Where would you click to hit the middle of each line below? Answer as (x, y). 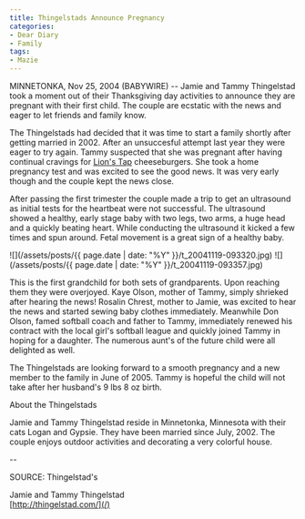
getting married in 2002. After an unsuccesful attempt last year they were (147, 142)
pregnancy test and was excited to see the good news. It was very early (144, 171)
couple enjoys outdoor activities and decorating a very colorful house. (141, 442)
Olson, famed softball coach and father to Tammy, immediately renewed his (151, 321)
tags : (20, 52)
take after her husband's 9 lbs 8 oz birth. (86, 387)
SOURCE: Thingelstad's (54, 477)
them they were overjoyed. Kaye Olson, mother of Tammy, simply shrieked (149, 292)
